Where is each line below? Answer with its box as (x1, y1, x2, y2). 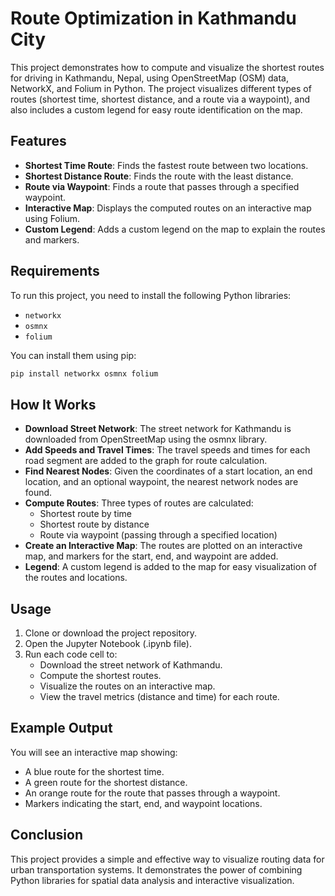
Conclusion (10, 827, 84, 844)
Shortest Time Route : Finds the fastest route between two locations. (24, 159, 309, 171)
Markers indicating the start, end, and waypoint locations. (24, 797, 263, 809)
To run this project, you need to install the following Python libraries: (10, 289, 292, 301)
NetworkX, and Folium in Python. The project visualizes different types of (10, 82, 312, 94)
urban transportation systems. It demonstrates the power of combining (10, 863, 303, 876)
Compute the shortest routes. (39, 670, 162, 682)
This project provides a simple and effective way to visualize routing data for (10, 853, 325, 865)
